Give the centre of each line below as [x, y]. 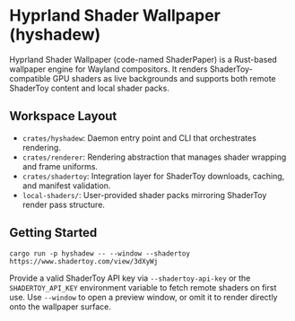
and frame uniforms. [60, 166]
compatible [30, 78]
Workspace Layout [63, 116]
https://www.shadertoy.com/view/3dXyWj [84, 261]
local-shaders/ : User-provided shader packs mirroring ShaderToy [144, 195]
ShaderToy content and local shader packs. [90, 88]
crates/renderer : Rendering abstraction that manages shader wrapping [154, 157]
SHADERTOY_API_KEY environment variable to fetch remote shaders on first [143, 287]
